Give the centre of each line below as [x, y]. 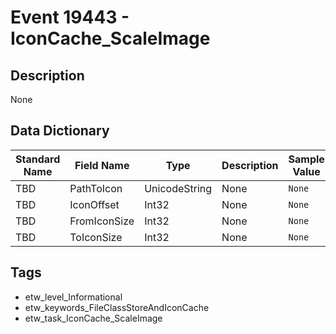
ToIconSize [96, 237]
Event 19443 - [70, 17]
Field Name [102, 165]
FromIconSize [102, 221]
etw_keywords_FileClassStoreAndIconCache [117, 307]
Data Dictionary [60, 131]
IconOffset [94, 204]
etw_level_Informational [73, 297]
